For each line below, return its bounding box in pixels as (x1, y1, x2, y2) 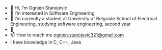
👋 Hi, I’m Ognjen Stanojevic (10, 5, 68, 11)
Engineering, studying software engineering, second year (10, 21, 131, 27)
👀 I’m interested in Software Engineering (10, 10, 95, 16)
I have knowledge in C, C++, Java (10, 39, 82, 45)
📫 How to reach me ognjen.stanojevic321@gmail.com (10, 32, 124, 38)
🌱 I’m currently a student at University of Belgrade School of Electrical (10, 16, 157, 21)
